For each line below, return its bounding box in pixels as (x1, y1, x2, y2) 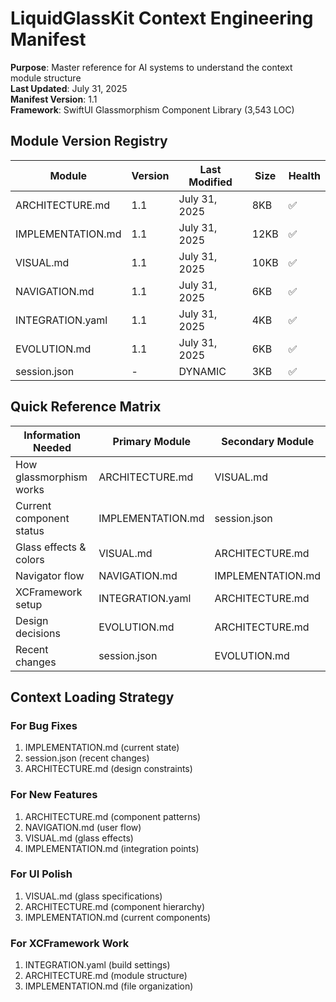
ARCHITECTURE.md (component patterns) (24, 810, 202, 822)
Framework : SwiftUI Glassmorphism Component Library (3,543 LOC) (10, 103, 295, 116)
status (15, 523, 45, 537)
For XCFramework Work (10, 936, 130, 950)
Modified (188, 175, 233, 189)
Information (23, 428, 81, 442)
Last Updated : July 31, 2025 (10, 82, 128, 94)
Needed (33, 440, 72, 454)
